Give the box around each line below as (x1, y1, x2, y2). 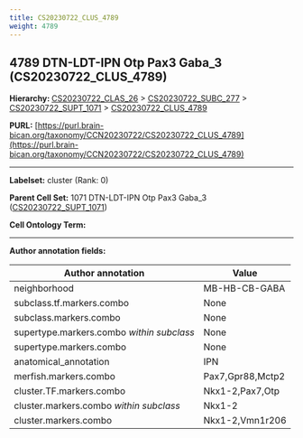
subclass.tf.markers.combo (14, 297, 129, 310)
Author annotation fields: (9, 246, 106, 256)
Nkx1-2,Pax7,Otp (203, 385, 280, 397)
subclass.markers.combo (14, 312, 121, 324)
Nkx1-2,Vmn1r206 (203, 415, 287, 427)
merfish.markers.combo (14, 370, 115, 383)
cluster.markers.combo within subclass (14, 399, 180, 412)
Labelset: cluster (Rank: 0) (9, 175, 109, 186)
